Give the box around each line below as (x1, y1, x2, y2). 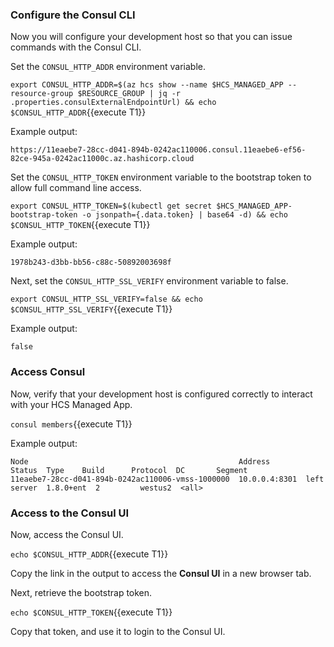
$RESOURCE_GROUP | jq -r (77, 89, 182, 99)
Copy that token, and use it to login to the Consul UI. (10, 625, 226, 637)
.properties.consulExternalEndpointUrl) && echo (10, 98, 217, 108)
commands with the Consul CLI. (10, 41, 142, 53)
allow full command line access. (10, 182, 142, 194)
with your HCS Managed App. (10, 398, 133, 410)
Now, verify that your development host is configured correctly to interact (10, 388, 313, 400)
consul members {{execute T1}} (10, 418, 133, 430)
